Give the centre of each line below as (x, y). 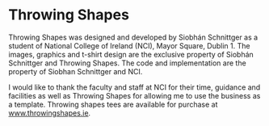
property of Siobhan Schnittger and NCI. (76, 71)
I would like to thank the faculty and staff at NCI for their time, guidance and (134, 87)
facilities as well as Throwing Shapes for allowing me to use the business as (134, 95)
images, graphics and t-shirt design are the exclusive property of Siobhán (131, 54)
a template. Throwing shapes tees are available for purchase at (113, 104)
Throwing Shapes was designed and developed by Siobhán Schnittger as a (133, 37)
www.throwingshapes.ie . (50, 113)
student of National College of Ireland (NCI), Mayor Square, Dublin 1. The (129, 45)
